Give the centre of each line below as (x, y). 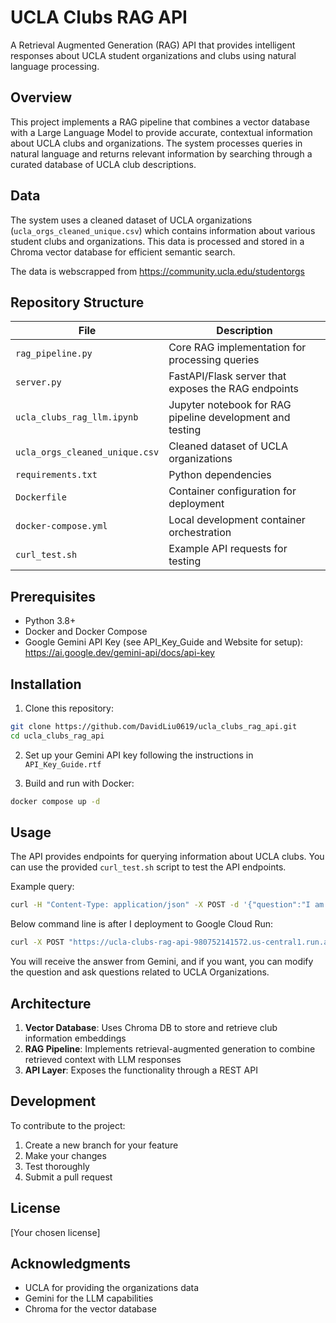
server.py (38, 382)
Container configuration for (232, 491)
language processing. (55, 66)
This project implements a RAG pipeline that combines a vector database (160, 122)
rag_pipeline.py (54, 354)
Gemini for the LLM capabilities (89, 1298)
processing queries (214, 360)
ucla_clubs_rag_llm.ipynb (77, 417)
